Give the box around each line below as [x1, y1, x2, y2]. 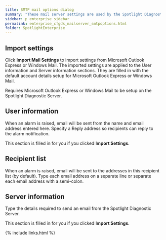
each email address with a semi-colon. [5, 178, 84, 184]
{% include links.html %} [5, 230, 55, 236]
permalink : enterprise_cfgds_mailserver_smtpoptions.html [5, 21, 127, 26]
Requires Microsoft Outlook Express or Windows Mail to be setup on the [5, 87, 152, 93]
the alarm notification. [5, 130, 50, 136]
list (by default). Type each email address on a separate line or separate [5, 173, 152, 179]
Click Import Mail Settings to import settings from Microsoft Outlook [5, 57, 145, 63]
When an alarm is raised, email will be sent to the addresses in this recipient [5, 167, 160, 173]
